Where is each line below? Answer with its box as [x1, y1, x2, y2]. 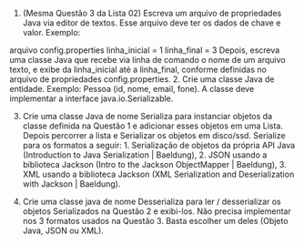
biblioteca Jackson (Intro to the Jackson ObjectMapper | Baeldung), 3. [22, 159, 287, 169]
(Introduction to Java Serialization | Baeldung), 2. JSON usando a [22, 149, 268, 160]
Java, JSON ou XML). [22, 225, 105, 236]
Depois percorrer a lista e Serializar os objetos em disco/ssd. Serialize [22, 130, 286, 140]
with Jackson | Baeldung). [22, 179, 121, 189]
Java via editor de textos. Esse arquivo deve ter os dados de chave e [22, 17, 281, 28]
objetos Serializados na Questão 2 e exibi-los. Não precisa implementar [22, 206, 291, 217]
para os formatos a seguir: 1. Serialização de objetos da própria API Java [22, 140, 296, 150]
